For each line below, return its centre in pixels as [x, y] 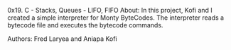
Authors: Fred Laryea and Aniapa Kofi [62, 39]
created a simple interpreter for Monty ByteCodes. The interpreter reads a [116, 18]
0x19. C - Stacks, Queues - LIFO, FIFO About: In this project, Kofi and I [110, 10]
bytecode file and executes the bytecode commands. [85, 25]
